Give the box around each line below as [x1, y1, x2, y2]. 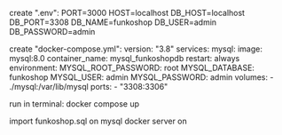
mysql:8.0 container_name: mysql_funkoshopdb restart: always [9, 53, 240, 63]
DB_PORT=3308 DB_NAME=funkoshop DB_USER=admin [9, 17, 217, 28]
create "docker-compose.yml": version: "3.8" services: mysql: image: [9, 44, 263, 54]
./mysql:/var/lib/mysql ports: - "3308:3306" [9, 82, 168, 91]
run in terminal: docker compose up [9, 99, 140, 109]
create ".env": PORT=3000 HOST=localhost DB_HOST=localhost [9, 8, 246, 18]
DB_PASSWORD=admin [9, 27, 96, 36]
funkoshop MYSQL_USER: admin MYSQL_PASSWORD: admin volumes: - [9, 72, 274, 83]
